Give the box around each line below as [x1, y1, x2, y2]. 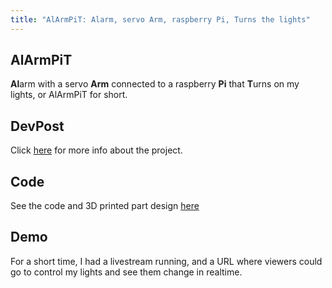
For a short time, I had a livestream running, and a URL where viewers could [10, 255, 323, 267]
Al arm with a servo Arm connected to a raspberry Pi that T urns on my [10, 78, 300, 90]
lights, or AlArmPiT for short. [10, 89, 128, 101]
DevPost [10, 117, 65, 135]
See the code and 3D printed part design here [10, 200, 200, 212]
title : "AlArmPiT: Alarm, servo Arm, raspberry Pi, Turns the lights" [10, 14, 311, 25]
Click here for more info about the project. [10, 144, 183, 156]
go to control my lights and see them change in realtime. [10, 266, 243, 278]
